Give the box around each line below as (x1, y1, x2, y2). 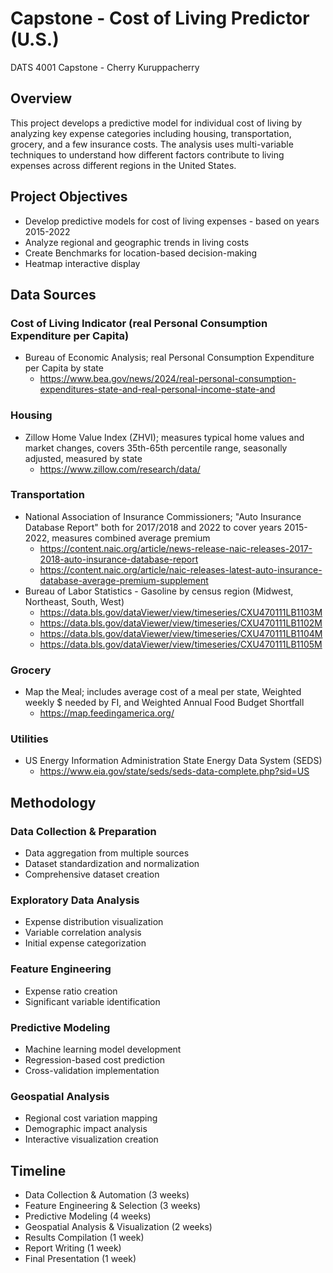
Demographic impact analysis (24, 1123, 148, 1135)
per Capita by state (24, 362, 104, 374)
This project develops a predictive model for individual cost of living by (10, 117, 303, 129)
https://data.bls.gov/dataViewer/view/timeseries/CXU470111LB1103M (39, 606, 323, 618)
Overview (10, 90, 73, 107)
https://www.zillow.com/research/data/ (39, 463, 201, 475)
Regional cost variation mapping (24, 1112, 158, 1124)
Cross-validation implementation (24, 1065, 160, 1077)
